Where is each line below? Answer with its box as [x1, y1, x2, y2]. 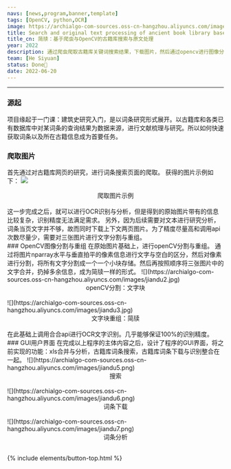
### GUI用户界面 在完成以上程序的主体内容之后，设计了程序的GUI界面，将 [7, 339, 218, 347]
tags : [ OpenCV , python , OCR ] [7, 17, 88, 23]
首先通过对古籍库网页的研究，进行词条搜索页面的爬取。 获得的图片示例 [7, 168, 208, 176]
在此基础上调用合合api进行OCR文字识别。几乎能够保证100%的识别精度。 [7, 330, 213, 338]
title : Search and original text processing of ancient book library [7, 29, 211, 37]
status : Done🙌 [7, 61, 48, 68]
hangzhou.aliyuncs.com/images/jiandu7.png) [7, 425, 135, 433]
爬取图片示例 [97, 191, 134, 200]
